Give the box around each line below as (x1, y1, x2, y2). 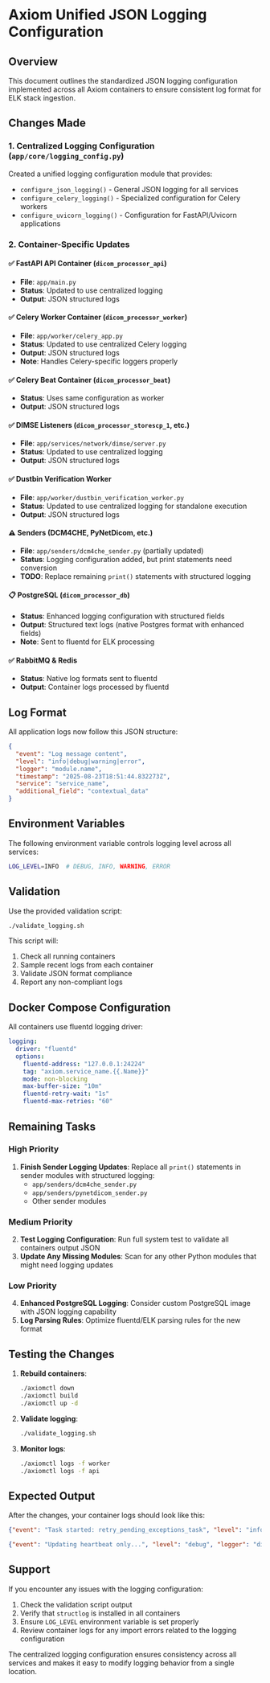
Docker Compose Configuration (8, 1000, 171, 1014)
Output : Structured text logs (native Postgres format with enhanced (19, 620, 244, 630)
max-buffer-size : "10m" (22, 1082, 103, 1090)
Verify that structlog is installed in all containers (19, 1608, 181, 1618)
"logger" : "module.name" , (15, 765, 103, 773)
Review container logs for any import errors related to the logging (19, 1625, 237, 1635)
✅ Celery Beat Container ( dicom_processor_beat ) (8, 375, 171, 384)
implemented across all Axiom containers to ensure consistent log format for (8, 84, 262, 94)
